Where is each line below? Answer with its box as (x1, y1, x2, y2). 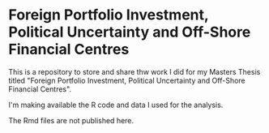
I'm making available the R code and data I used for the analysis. (8, 100, 224, 109)
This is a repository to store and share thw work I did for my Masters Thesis (8, 66, 261, 76)
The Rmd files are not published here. (8, 115, 134, 125)
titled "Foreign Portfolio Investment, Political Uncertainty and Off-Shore (8, 75, 246, 85)
